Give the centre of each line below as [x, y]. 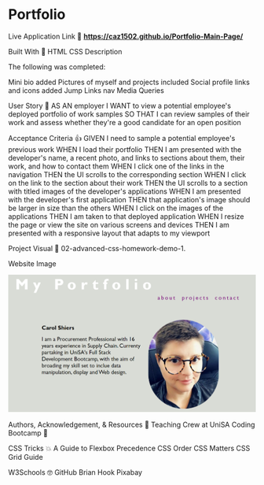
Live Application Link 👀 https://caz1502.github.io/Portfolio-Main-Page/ [126, 36]
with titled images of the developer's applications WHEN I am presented [125, 191]
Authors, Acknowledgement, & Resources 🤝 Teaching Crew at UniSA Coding [132, 424]
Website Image [32, 263]
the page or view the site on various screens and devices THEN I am [119, 224]
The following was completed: [57, 67]
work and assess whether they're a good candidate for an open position [125, 122]
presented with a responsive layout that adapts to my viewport [109, 233]
